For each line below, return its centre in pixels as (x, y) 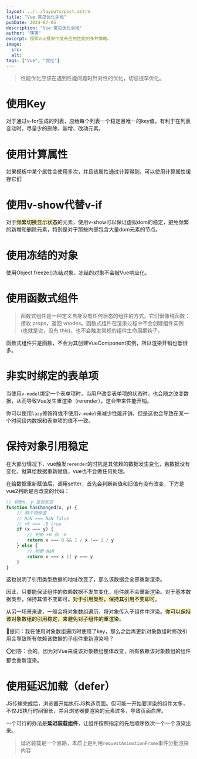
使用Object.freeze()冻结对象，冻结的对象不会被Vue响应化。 (78, 273)
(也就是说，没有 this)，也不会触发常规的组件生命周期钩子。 (91, 331)
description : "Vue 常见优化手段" (44, 28)
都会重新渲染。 (24, 661)
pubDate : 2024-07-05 (31, 22)
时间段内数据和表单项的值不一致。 (52, 421)
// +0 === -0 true (39, 524)
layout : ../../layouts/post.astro (48, 11)
